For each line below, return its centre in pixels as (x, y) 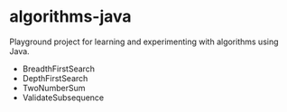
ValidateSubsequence (63, 98)
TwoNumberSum (54, 88)
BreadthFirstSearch (59, 69)
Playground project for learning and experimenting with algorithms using (144, 42)
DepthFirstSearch (55, 78)
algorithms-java (71, 17)
